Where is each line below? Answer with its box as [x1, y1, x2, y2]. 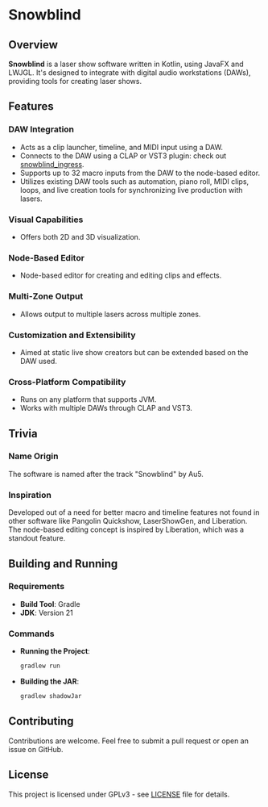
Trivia [8, 426, 38, 441]
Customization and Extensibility [8, 329, 136, 341]
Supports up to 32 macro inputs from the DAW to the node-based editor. [19, 168, 260, 178]
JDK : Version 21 [19, 608, 74, 617]
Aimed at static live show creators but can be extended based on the [19, 347, 249, 357]
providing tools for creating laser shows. [8, 77, 142, 86]
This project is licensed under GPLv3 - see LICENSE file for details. [8, 789, 230, 799]
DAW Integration [8, 123, 75, 135]
